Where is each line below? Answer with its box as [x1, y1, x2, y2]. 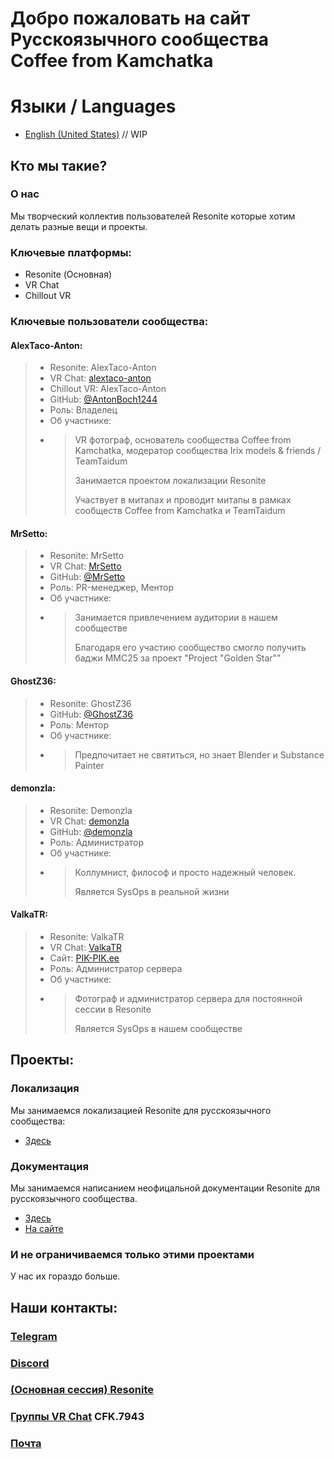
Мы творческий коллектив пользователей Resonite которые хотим [10, 210, 296, 222]
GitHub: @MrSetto [49, 571, 126, 583]
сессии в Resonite [74, 1003, 152, 1016]
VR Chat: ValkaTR [49, 942, 122, 954]
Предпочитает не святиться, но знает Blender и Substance [74, 748, 325, 761]
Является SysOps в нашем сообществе [74, 1023, 243, 1035]
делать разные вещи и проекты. [10, 220, 148, 232]
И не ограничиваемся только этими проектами [10, 1247, 255, 1261]
